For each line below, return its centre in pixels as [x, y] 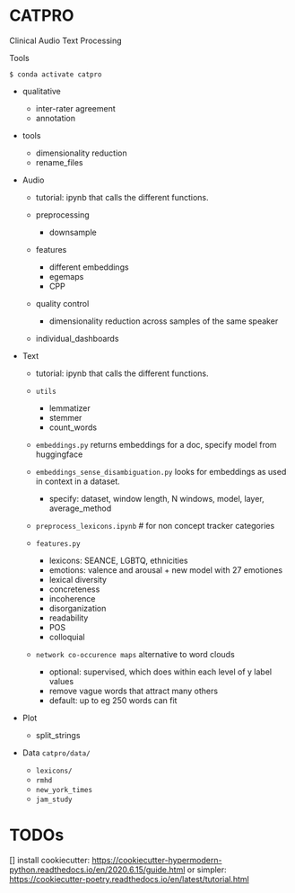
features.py [58, 544]
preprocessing [62, 214]
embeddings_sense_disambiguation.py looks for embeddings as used [161, 471]
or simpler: [207, 870]
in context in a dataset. [78, 481]
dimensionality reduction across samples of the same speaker [164, 321]
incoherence [72, 598]
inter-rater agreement [76, 108]
